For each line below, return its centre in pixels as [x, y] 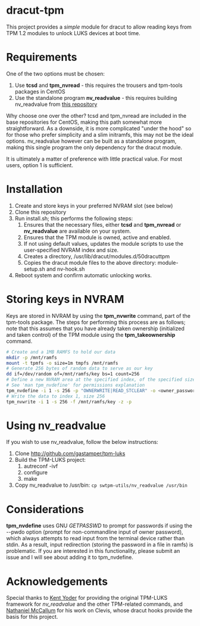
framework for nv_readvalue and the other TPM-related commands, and [95, 604]
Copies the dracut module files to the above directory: [90, 262]
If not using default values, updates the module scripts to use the [103, 243]
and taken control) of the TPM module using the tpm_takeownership [91, 334]
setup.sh [35, 269]
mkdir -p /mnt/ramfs [32, 358]
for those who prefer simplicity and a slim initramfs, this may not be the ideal [100, 134]
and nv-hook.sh [66, 269]
